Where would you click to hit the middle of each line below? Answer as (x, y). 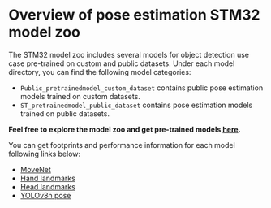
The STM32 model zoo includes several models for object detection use (129, 54)
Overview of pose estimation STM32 (134, 15)
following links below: (45, 154)
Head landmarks (47, 186)
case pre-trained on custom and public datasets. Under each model (122, 63)
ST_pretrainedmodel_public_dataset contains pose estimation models (136, 105)
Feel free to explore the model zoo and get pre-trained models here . (125, 129)
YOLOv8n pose (45, 195)
